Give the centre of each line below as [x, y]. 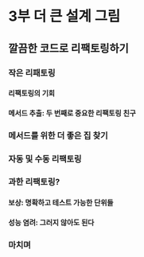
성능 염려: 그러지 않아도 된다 [51, 222]
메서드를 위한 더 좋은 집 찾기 [58, 135]
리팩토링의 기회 [32, 93]
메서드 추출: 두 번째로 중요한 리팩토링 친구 [72, 113]
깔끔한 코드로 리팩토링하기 [68, 48]
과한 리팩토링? [34, 182]
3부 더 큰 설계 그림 [64, 16]
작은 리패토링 [32, 72]
